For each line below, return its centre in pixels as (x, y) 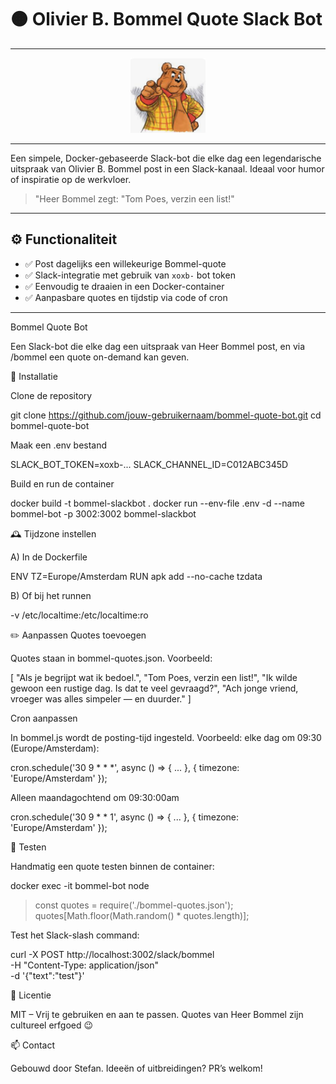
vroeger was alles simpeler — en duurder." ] (101, 698)
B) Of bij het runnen (51, 595)
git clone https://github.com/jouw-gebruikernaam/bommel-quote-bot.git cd (166, 415)
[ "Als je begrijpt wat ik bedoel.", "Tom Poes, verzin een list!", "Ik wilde (154, 677)
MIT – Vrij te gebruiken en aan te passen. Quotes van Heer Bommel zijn (157, 1014)
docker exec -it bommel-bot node (80, 885)
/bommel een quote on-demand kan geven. (100, 357)
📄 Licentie (31, 995)
